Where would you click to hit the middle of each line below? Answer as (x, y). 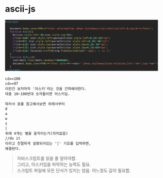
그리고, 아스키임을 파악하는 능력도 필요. (54, 164)
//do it (13, 139)
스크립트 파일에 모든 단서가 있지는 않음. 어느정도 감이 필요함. (74, 171)
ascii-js (20, 9)
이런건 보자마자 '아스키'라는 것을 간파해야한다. (46, 89)
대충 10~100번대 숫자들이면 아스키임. (38, 94)
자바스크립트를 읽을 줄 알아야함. (47, 159)
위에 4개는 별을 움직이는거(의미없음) (37, 134)
